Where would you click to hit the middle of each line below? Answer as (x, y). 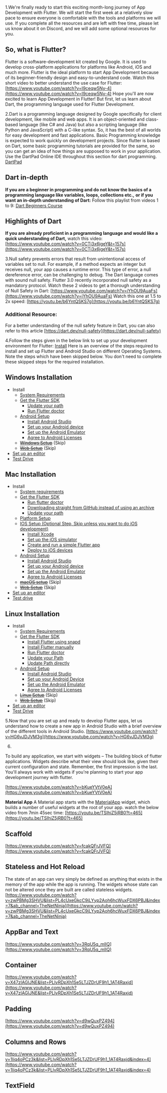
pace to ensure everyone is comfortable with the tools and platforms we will (83, 18)
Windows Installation (39, 378)
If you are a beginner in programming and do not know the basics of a (79, 189)
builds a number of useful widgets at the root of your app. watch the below (82, 808)
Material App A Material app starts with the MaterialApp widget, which (78, 802)
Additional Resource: (31, 314)
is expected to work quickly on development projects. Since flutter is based (83, 140)
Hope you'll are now (133, 93)
